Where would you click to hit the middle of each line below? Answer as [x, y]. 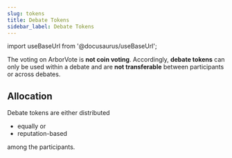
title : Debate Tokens [38, 20]
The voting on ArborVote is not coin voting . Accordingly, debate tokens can [116, 60]
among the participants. [41, 147]
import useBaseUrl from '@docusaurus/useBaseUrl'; [82, 46]
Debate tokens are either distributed [59, 113]
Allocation [30, 96]
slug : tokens [26, 14]
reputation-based [42, 134]
